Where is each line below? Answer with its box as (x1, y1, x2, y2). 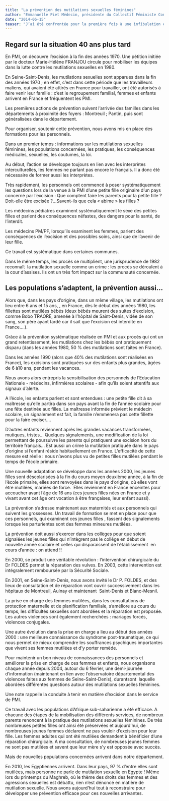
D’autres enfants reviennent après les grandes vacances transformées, (5, 426, 152, 432)
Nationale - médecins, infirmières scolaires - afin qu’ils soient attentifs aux (5, 380, 159, 386)
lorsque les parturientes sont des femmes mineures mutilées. (5, 521, 132, 527)
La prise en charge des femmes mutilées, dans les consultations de (5, 597, 145, 603)
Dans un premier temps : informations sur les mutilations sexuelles (5, 141, 143, 147)
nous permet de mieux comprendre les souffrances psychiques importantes (5, 639, 163, 646)
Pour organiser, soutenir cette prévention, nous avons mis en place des (5, 126, 153, 132)
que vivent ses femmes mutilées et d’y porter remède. (5, 645, 117, 651)
